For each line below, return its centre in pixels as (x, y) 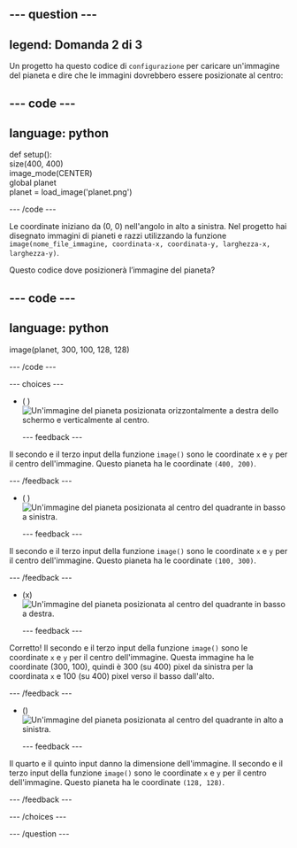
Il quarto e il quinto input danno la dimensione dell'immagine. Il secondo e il (146, 763)
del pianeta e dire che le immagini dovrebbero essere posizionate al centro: (146, 75)
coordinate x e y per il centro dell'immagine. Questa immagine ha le (132, 657)
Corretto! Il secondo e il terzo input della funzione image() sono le (129, 648)
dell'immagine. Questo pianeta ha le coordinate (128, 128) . (117, 782)
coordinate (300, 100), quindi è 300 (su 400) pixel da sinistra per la (131, 667)
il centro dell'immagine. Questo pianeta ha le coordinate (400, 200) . (133, 463)
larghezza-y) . (34, 253)
